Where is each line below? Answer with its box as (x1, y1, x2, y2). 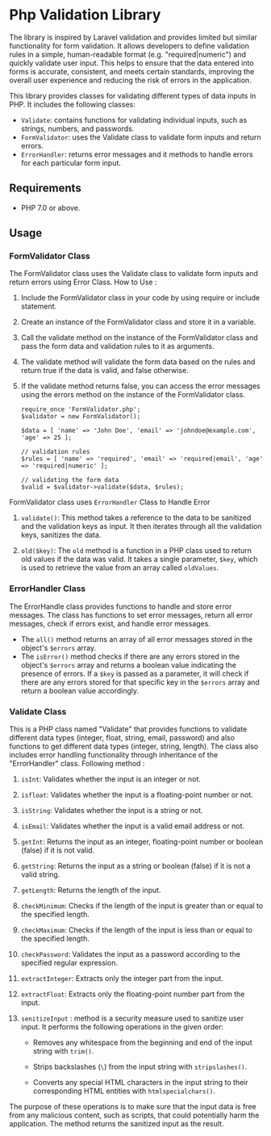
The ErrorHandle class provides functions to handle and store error (9, 602, 232, 611)
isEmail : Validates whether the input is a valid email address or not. (20, 821, 245, 831)
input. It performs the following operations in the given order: (20, 1022, 224, 1032)
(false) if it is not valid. (20, 845, 95, 855)
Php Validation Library (9, 6, 161, 24)
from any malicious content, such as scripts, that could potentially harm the (9, 1110, 260, 1120)
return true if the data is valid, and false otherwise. (20, 366, 189, 375)
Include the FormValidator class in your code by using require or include (20, 293, 261, 303)
